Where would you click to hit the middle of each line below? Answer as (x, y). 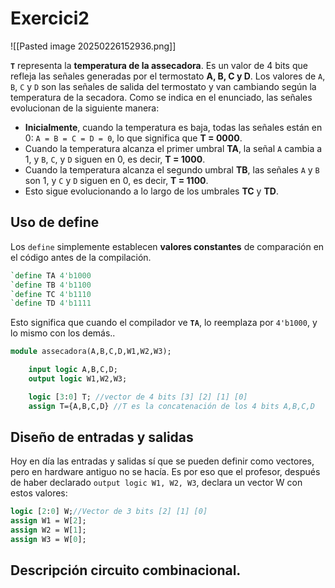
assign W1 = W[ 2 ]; (48, 521)
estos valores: (39, 493)
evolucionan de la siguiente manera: (85, 108)
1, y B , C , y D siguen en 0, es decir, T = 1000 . (115, 159)
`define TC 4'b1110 (51, 294)
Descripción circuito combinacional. (126, 570)
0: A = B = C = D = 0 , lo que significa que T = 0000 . (133, 138)
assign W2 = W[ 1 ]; (48, 530)
